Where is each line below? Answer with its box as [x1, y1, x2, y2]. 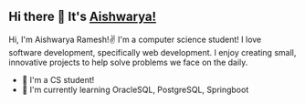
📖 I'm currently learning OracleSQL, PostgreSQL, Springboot [21, 84, 249, 95]
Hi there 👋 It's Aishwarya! [8, 9, 157, 25]
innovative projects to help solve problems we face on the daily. [8, 57, 248, 68]
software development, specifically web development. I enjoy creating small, [8, 47, 297, 57]
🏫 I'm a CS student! [21, 74, 95, 85]
